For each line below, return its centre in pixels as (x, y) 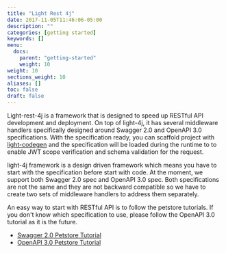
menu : (15, 45)
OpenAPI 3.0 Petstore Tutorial (59, 242)
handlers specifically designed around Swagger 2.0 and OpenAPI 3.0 (104, 130)
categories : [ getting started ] (52, 32)
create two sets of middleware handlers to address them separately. (103, 194)
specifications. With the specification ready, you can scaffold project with (111, 137)
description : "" (30, 26)
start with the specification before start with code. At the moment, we (105, 172)
